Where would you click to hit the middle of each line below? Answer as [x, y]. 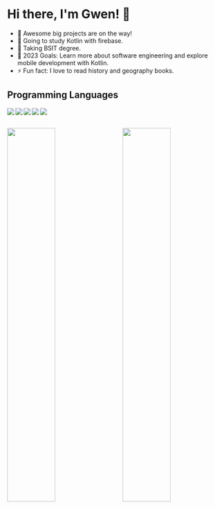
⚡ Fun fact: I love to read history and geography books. [95, 70]
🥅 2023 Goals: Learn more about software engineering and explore [113, 55]
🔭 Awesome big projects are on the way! [75, 33]
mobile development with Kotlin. [63, 62]
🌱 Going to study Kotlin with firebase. [70, 40]
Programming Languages [63, 95]
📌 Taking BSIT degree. [49, 48]
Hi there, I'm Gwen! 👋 [69, 14]
